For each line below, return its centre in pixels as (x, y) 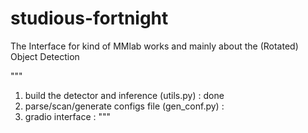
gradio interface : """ (68, 116)
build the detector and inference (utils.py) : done (124, 95)
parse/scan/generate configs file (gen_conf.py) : (124, 106)
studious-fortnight (89, 18)
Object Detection (45, 56)
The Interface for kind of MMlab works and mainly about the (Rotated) (154, 46)
